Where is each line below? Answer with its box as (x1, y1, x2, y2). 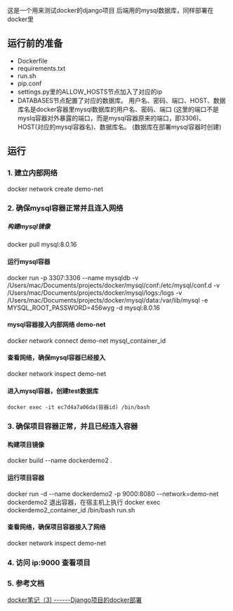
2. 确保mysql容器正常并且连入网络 (7, 203, 124, 213)
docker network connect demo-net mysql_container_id (7, 336, 166, 345)
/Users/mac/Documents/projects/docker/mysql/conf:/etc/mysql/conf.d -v (7, 281, 220, 289)
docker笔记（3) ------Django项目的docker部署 (7, 596, 142, 604)
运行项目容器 (7, 473, 44, 481)
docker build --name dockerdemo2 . (7, 456, 112, 465)
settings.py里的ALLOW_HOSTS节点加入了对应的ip (17, 87, 163, 96)
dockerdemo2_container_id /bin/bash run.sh (7, 505, 135, 514)
